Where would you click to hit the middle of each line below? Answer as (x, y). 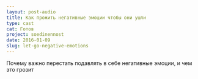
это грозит (20, 69)
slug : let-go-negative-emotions (47, 46)
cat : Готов (20, 29)
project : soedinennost (35, 35)
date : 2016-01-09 (28, 40)
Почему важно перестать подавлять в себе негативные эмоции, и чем (99, 63)
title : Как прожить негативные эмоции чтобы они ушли (76, 18)
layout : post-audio (31, 12)
